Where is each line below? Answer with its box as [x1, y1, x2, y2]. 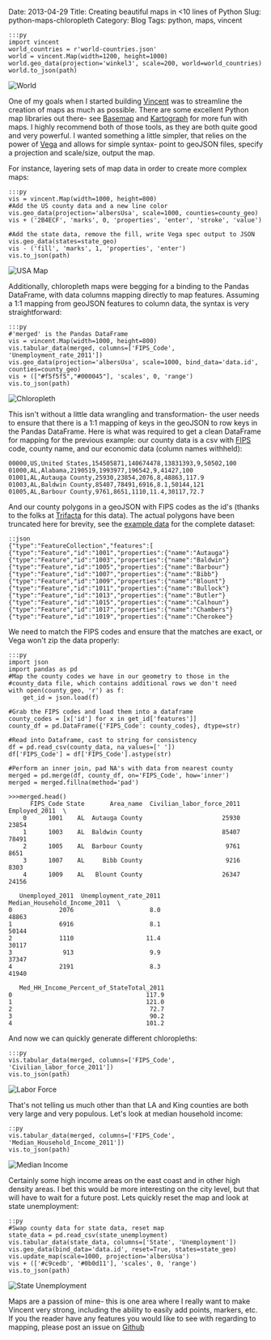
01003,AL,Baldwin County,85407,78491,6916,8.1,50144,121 [8, 481, 205, 489]
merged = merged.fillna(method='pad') [8, 778, 139, 787]
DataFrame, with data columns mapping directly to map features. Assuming [8, 290, 260, 299]
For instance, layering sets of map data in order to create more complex [8, 163, 248, 173]
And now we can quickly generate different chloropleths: [8, 1033, 198, 1043]
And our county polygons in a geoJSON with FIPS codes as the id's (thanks [8, 502, 260, 511]
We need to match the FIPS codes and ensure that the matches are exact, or [8, 627, 263, 636]
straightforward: [8, 307, 62, 316]
